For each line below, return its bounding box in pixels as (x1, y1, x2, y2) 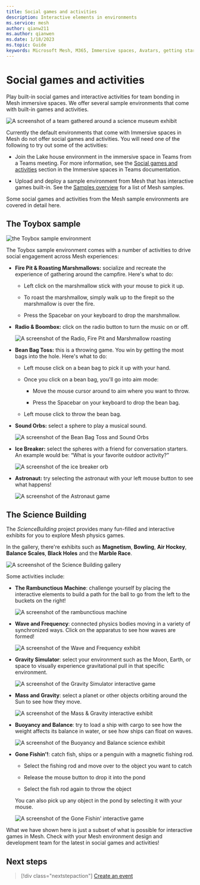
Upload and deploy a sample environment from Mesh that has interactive (14, 177, 194, 184)
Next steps (6, 856, 48, 867)
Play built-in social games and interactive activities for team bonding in (6, 93, 180, 100)
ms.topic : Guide (6, 42, 46, 48)
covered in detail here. (6, 201, 61, 209)
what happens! (14, 481, 52, 488)
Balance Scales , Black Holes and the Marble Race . (6, 550, 133, 557)
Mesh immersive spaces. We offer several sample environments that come (6, 99, 189, 106)
